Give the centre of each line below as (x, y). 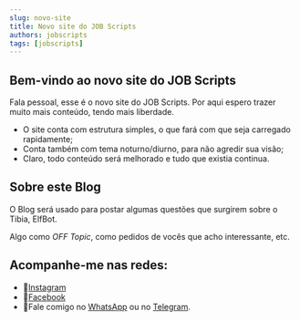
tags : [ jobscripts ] (47, 43)
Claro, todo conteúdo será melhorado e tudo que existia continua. (146, 159)
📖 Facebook (44, 296)
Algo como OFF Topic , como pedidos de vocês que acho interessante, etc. (150, 236)
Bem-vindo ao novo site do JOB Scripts (123, 80)
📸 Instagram (44, 287)
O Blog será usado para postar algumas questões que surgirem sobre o (144, 209)
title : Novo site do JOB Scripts (73, 26)
